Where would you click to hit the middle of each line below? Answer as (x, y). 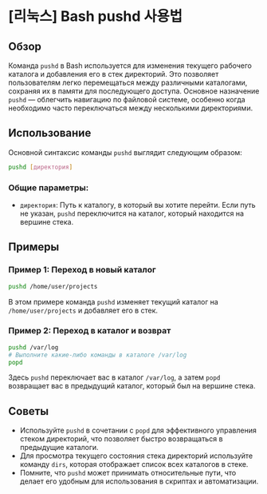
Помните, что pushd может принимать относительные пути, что (128, 473)
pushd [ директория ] (41, 167)
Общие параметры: (49, 187)
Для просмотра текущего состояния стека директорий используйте (136, 456)
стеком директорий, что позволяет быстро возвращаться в (121, 439)
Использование (50, 133)
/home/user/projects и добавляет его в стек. (83, 310)
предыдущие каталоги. (59, 448)
